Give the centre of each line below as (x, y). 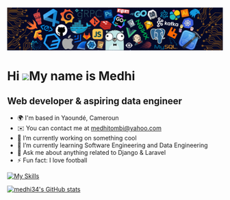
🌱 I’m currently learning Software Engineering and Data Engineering (112, 145)
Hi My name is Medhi (71, 76)
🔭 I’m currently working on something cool (77, 138)
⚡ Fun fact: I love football (52, 160)
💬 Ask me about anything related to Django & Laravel (91, 153)
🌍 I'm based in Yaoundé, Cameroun (68, 118)
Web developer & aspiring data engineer (95, 101)
